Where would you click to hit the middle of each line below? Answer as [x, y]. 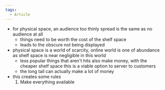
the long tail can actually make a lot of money [67, 71]
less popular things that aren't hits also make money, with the [84, 60]
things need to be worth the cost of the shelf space [73, 39]
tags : [11, 10]
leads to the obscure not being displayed [62, 44]
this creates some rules [37, 76]
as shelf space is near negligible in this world [59, 55]
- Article [20, 14]
